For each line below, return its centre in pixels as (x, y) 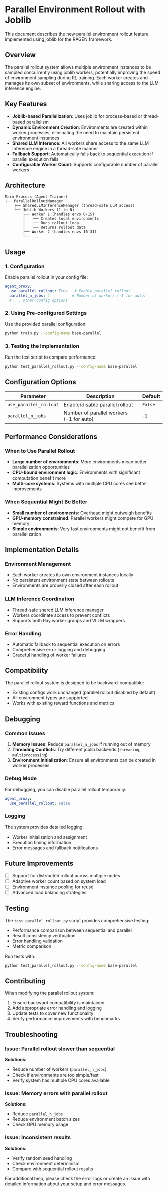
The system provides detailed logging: (44, 827)
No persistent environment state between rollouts (63, 580)
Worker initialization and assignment (50, 837)
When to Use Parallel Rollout (40, 451)
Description (101, 396)
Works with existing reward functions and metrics (63, 703)
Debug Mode (21, 778)
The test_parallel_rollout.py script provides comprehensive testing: (77, 920)
